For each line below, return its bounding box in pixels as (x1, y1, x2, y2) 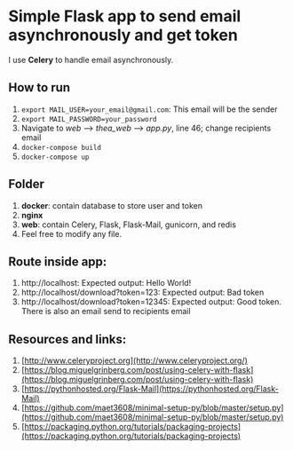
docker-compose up (20, 153, 90, 162)
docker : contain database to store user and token (20, 200, 203, 210)
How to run (8, 80, 71, 95)
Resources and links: (8, 331, 127, 347)
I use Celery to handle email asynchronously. (8, 54, 174, 65)
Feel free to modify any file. (20, 228, 122, 239)
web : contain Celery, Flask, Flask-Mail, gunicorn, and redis (20, 219, 237, 230)
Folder (8, 177, 45, 192)
